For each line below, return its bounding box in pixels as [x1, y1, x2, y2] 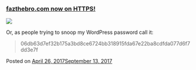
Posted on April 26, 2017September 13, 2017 [6, 58, 112, 65]
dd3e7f [20, 46, 38, 54]
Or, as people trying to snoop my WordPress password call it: [6, 29, 154, 36]
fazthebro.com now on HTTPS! [6, 5, 96, 13]
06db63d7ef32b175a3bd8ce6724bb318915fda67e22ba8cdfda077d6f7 [20, 40, 190, 47]
